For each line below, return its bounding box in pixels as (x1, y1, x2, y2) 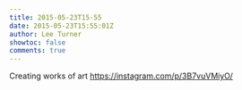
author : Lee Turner (9, 29, 82, 38)
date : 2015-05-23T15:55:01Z (9, 21, 115, 30)
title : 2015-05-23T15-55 (9, 12, 102, 22)
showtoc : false (9, 37, 66, 47)
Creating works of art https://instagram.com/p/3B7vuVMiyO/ (9, 70, 233, 81)
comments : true (9, 46, 66, 55)
